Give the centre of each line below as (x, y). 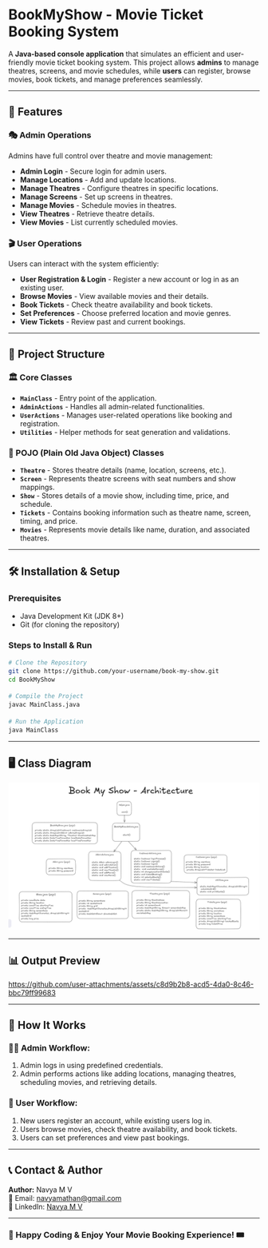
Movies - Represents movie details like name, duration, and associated (134, 529)
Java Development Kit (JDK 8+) (72, 616)
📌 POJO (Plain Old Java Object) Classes (87, 453)
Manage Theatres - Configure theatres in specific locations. (119, 188)
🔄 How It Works (47, 1025)
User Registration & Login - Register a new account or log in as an (129, 279)
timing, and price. (49, 520)
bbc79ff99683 (32, 992)
